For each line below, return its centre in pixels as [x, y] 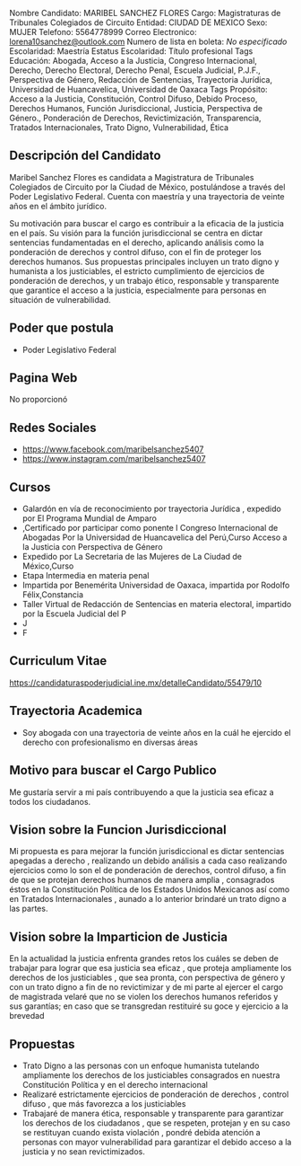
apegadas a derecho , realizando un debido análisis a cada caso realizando [148, 861]
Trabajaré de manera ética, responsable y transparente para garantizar [153, 1113]
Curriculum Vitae [58, 661]
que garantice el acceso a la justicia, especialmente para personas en [138, 290]
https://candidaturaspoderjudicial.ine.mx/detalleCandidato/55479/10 [136, 683]
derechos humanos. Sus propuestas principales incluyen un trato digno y [144, 261]
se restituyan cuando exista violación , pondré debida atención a [142, 1132]
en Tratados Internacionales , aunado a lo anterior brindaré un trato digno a [148, 899]
